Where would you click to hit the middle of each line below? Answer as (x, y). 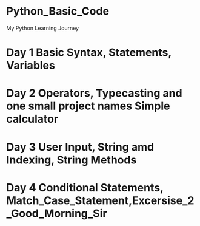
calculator (32, 119)
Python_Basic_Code (58, 11)
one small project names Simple (88, 106)
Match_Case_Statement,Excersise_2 (100, 200)
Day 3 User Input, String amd (80, 147)
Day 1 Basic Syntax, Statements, (89, 53)
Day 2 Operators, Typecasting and (95, 93)
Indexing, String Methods (72, 160)
